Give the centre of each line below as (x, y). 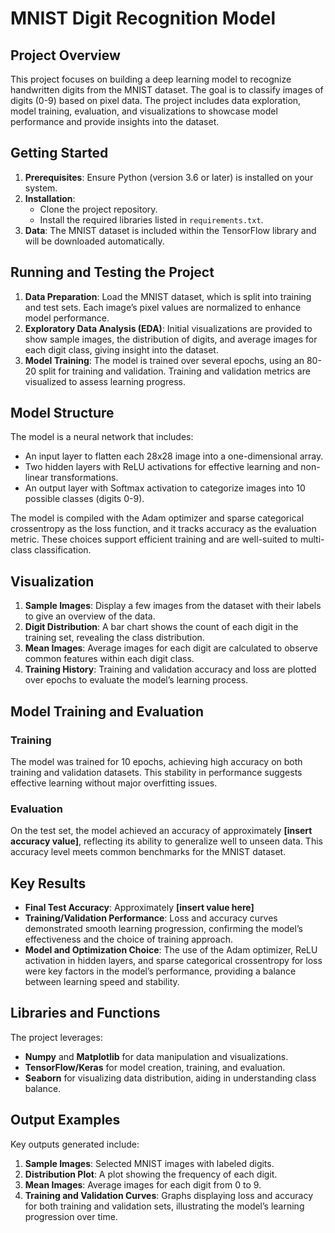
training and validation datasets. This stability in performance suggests (156, 772)
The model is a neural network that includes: (102, 437)
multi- (312, 539)
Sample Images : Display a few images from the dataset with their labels (173, 606)
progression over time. (71, 1216)
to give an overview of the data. (90, 616)
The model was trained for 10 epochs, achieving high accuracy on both (156, 761)
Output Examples (65, 1120)
